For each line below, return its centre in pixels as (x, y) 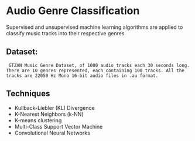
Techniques (28, 94)
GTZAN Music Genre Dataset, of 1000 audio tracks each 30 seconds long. (99, 65)
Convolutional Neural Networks (52, 133)
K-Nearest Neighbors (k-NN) (49, 114)
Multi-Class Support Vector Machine (59, 126)
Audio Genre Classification (73, 11)
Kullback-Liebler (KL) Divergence (54, 108)
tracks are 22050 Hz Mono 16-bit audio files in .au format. (82, 75)
